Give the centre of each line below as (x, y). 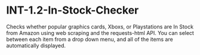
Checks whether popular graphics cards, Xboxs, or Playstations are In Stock (100, 27)
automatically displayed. (36, 46)
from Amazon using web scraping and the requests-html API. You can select (100, 33)
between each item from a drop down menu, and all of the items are (90, 39)
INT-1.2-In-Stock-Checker (73, 10)
